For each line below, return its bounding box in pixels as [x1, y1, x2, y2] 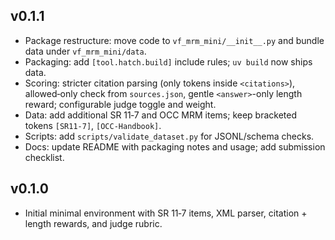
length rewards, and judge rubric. [24, 217, 163, 229]
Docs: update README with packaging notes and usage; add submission [24, 140, 326, 153]
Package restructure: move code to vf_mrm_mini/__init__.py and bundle [24, 34, 325, 46]
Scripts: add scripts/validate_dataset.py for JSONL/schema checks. [24, 130, 315, 142]
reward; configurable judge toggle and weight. [24, 98, 217, 110]
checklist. [24, 151, 65, 163]
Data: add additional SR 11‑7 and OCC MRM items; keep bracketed [24, 109, 298, 121]
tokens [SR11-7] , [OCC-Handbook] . [24, 119, 162, 131]
